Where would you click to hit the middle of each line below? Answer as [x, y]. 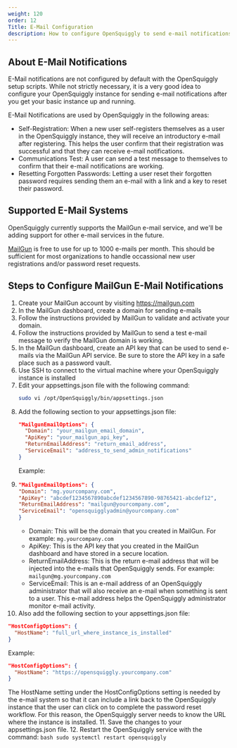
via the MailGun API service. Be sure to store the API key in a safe [130, 355]
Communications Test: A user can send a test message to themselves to [123, 158]
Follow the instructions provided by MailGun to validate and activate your [124, 318]
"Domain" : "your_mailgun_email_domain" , [85, 431]
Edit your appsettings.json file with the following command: [104, 385]
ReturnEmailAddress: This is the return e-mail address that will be [123, 561]
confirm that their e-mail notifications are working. [91, 166]
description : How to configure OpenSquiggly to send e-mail [98, 33]
